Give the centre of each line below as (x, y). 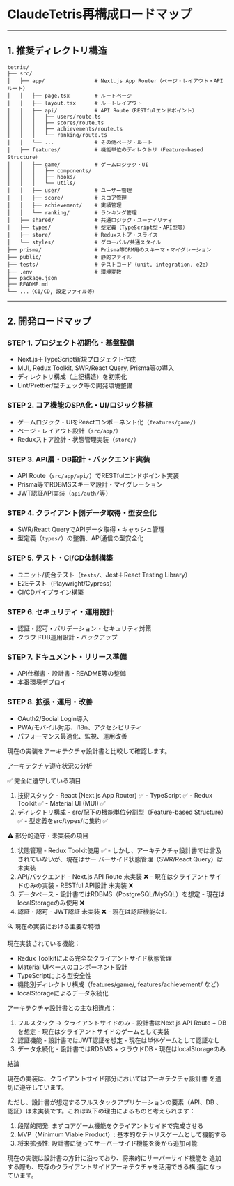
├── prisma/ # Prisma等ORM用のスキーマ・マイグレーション (109, 250)
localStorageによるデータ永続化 (63, 993)
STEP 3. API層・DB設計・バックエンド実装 (79, 459)
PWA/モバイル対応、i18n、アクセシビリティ (80, 727)
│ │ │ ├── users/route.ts (54, 117)
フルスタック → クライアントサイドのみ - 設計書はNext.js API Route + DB (122, 1023)
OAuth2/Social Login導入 (53, 718)
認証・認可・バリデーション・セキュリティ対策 (84, 628)
